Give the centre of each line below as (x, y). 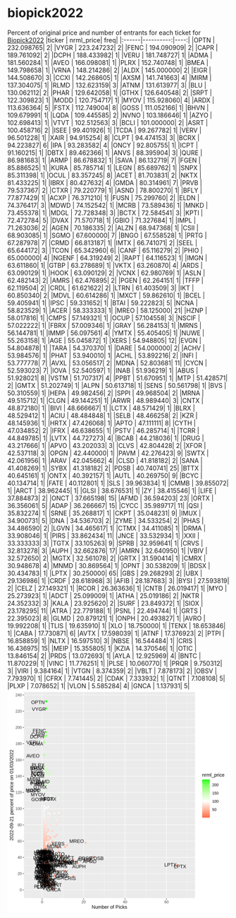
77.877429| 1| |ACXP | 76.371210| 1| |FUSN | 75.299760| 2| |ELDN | (103, 198)
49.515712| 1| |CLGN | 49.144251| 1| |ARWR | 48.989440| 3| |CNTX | (106, 400)
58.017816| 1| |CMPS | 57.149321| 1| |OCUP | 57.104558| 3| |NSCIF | (104, 318)
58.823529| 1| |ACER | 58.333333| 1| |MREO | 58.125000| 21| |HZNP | (107, 310)
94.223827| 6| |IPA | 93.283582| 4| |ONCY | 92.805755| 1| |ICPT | (103, 145)
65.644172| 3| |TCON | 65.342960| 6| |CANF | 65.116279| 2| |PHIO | (105, 250)
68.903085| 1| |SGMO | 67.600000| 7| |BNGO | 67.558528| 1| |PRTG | (107, 235)
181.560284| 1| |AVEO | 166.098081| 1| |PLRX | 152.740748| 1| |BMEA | (108, 62)
